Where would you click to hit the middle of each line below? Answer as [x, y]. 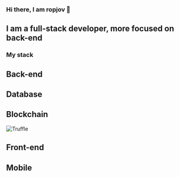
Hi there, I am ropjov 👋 [38, 10]
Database [24, 94]
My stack [20, 55]
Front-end [25, 148]
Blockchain [27, 114]
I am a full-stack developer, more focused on [90, 29]
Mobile [19, 168]
